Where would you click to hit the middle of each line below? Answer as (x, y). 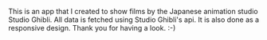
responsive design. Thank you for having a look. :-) (92, 28)
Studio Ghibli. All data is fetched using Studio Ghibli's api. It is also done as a (134, 20)
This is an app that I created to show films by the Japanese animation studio (133, 11)
